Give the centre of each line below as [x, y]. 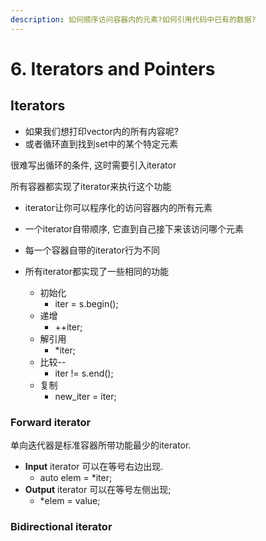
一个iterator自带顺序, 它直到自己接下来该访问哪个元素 [134, 228]
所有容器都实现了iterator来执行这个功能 [91, 186]
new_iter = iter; [85, 396]
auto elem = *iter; [76, 477]
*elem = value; [70, 500]
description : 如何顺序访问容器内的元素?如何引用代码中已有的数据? [133, 19]
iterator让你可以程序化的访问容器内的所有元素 [118, 207]
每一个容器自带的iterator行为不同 [92, 250]
